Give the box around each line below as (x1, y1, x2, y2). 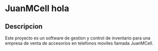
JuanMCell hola (5, 3, 69, 14)
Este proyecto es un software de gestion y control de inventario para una (5, 35, 151, 41)
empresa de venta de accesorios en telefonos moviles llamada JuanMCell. (5, 40, 154, 46)
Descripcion (5, 22, 43, 31)
